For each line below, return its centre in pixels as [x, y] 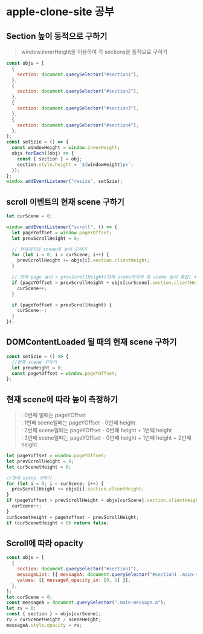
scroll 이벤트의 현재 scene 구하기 [66, 202]
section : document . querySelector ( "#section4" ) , [78, 125]
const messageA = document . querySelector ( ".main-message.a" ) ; [86, 603]
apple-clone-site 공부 [60, 12]
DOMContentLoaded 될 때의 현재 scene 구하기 [92, 342]
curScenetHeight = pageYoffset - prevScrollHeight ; [72, 517]
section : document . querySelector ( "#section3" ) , [78, 108]
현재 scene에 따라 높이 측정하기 [62, 399]
